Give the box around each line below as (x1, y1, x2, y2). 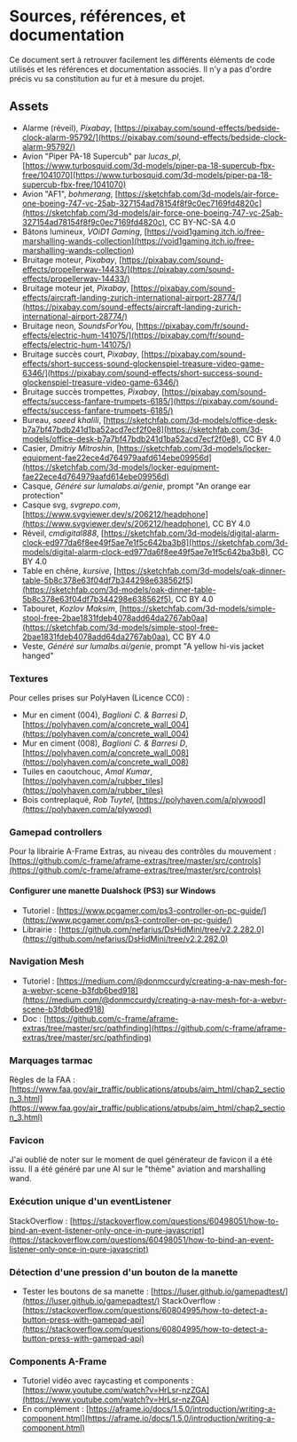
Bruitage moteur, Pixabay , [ (21, 255, 122, 265)
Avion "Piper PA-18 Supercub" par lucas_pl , (21, 151, 182, 161)
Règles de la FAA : (9, 1075, 75, 1085)
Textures (9, 672, 49, 685)
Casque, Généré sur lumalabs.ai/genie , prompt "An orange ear (21, 481, 251, 491)
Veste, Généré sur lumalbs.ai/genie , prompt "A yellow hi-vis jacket (21, 640, 264, 651)
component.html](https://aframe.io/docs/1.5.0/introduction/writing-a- (21, 1413, 275, 1424)
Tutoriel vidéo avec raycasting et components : (21, 1375, 194, 1386)
